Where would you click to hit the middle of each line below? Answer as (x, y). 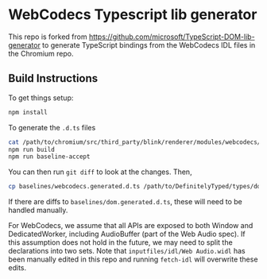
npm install (28, 112)
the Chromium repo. (41, 53)
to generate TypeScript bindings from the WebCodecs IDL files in (149, 45)
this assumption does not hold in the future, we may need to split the (120, 242)
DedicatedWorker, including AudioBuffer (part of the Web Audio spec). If (127, 234)
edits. (17, 268)
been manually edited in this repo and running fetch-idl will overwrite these (133, 259)
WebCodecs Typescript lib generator (133, 15)
